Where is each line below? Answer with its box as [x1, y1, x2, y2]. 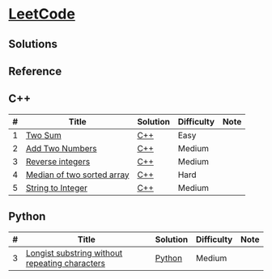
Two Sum [25, 129, 62, 141]
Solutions [8, 37, 58, 51]
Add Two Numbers [25, 142, 97, 154]
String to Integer [25, 182, 87, 193]
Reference [8, 64, 62, 78]
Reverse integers [25, 155, 91, 167]
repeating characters [25, 257, 106, 268]
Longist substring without [25, 247, 123, 259]
